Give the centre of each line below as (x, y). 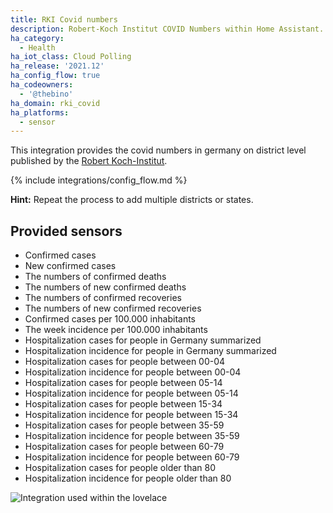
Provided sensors (66, 231)
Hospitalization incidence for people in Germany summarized (150, 351)
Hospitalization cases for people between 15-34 (123, 404)
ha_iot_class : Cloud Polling (71, 57)
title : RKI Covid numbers (64, 19)
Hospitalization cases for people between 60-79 (124, 447)
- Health (37, 47)
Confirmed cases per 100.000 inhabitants (110, 319)
